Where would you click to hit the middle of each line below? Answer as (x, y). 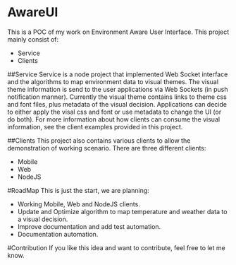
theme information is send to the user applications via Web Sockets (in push (118, 89)
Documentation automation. (58, 234)
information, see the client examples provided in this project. (95, 126)
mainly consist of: (33, 39)
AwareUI (33, 12)
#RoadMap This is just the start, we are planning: (78, 190)
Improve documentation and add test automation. (89, 226)
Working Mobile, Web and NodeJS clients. (79, 204)
